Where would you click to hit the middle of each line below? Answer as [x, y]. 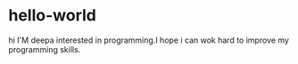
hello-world [53, 16]
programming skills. [45, 49]
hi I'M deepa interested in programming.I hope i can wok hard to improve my [149, 40]
